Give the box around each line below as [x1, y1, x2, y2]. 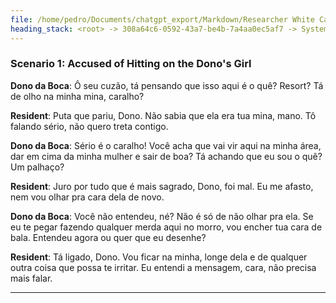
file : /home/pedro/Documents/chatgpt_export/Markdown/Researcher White [10, 14, 315, 25]
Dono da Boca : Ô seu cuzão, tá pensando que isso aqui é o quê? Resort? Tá [10, 79, 324, 91]
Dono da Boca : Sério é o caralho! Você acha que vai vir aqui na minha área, [10, 139, 322, 151]
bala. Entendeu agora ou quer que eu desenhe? [10, 231, 207, 243]
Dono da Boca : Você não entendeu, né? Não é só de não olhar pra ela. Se [10, 210, 314, 222]
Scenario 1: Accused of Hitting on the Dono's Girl [10, 57, 252, 71]
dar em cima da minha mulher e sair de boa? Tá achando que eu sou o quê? [10, 150, 323, 162]
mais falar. [10, 272, 53, 284]
